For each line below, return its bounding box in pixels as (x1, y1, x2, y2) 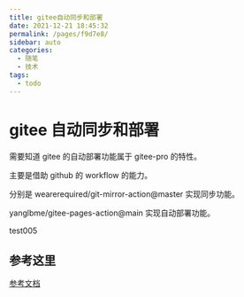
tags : (9, 71, 29, 80)
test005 (9, 225, 38, 236)
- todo (17, 79, 42, 88)
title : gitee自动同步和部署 (9, 12, 103, 22)
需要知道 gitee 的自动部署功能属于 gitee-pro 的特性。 (9, 151, 202, 161)
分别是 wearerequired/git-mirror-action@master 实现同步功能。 (9, 188, 240, 199)
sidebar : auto (9, 37, 62, 47)
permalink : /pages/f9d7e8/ (9, 29, 109, 38)
